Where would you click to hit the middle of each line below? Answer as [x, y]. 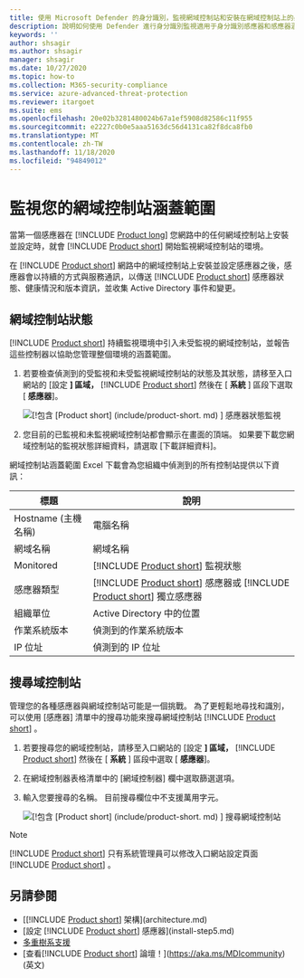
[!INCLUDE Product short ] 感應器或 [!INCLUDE [191, 583]
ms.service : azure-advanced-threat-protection [99, 93]
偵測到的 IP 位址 [127, 648]
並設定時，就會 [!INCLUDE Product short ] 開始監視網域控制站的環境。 [139, 246]
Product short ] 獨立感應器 [147, 596]
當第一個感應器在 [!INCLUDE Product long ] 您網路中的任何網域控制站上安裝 [149, 235]
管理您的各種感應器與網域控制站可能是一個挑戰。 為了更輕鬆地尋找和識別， [149, 706]
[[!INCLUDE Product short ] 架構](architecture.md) [115, 919]
